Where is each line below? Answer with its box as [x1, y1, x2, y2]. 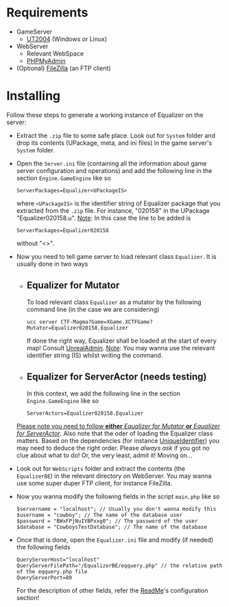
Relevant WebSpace [26, 49, 84, 58]
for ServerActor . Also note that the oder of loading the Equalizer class [16, 429, 213, 437]
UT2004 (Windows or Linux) [26, 34, 108, 43]
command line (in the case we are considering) [26, 305, 160, 313]
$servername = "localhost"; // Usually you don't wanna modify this [16, 505, 217, 512]
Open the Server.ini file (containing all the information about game [16, 159, 207, 168]
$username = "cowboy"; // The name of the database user [16, 512, 183, 518]
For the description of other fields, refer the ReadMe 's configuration [16, 586, 208, 595]
